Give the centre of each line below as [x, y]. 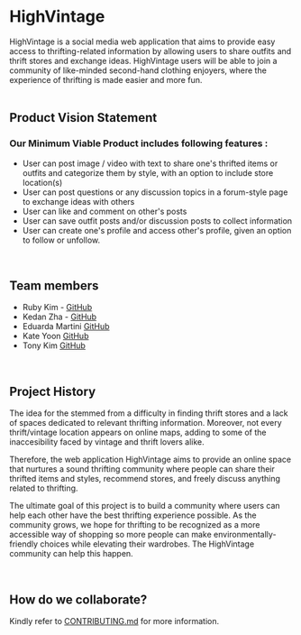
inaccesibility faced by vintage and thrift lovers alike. [107, 442]
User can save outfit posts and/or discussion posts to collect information [157, 221]
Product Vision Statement [83, 118]
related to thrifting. [44, 488]
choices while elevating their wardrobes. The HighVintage [147, 544]
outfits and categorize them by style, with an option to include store [148, 172]
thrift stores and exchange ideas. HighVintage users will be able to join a [143, 60]
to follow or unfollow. [61, 240]
